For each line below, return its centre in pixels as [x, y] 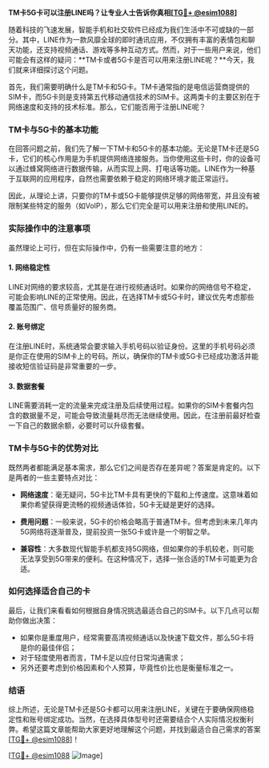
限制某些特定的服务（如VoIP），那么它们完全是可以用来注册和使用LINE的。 [130, 206]
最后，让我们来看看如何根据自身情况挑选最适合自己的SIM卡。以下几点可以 [130, 610]
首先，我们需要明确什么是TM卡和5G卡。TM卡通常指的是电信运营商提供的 [129, 87]
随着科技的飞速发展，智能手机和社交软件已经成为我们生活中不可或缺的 [124, 30]
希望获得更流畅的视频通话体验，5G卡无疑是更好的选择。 [126, 504]
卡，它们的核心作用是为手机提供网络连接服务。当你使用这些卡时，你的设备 [131, 159]
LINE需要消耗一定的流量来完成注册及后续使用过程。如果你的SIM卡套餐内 [128, 405]
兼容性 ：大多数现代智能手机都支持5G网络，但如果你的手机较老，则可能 [137, 548]
